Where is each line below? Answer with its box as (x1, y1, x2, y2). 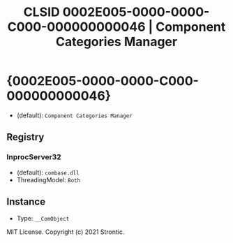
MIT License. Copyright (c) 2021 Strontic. (6, 228, 125, 236)
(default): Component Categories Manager (16, 111, 133, 119)
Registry (6, 131, 45, 143)
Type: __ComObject (16, 214, 70, 223)
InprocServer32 (6, 152, 62, 162)
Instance (6, 196, 46, 208)
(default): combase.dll (16, 168, 80, 177)
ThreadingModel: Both (16, 175, 81, 184)
